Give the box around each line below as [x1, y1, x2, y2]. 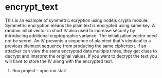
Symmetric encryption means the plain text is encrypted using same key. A [5, 22, 155, 28]
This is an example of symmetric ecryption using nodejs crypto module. [5, 17, 149, 23]
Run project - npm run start [12, 67, 67, 73]
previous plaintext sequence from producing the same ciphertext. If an [5, 43, 146, 49]
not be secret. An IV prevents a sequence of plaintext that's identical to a [5, 38, 151, 43]
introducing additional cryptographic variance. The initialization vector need [5, 33, 157, 39]
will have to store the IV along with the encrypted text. [5, 58, 113, 64]
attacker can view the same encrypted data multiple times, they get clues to [5, 48, 157, 54]
